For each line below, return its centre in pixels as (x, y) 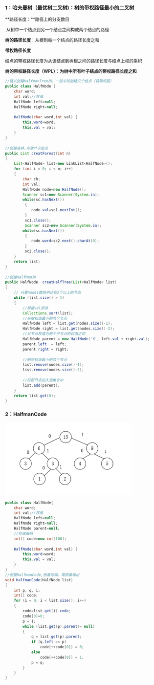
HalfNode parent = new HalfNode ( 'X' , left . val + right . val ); (86, 339)
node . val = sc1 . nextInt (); (56, 210)
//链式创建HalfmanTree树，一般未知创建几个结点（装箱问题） (59, 81)
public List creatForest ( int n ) (38, 153)
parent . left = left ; (45, 344)
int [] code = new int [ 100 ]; (40, 539)
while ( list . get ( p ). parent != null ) (59, 626)
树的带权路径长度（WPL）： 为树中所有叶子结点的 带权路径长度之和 (71, 71)
